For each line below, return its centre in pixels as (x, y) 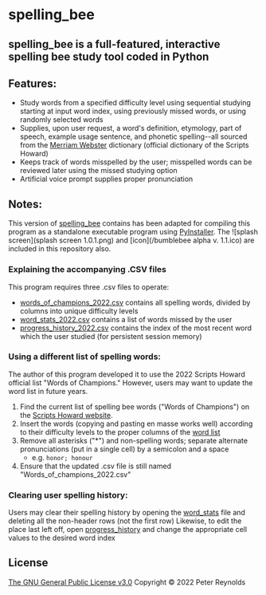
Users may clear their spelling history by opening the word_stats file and (127, 513)
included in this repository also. (60, 249)
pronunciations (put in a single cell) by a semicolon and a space (124, 449)
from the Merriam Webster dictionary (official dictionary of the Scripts (134, 145)
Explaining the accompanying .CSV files (88, 270)
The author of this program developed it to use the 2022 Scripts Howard (127, 374)
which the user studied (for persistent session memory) (111, 336)
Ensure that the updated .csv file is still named (96, 466)
